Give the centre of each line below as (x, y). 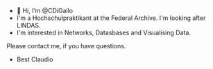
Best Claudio (35, 59)
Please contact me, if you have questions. (66, 46)
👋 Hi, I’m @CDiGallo (45, 11)
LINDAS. (28, 25)
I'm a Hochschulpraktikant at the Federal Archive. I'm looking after (111, 18)
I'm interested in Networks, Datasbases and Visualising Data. (104, 32)
